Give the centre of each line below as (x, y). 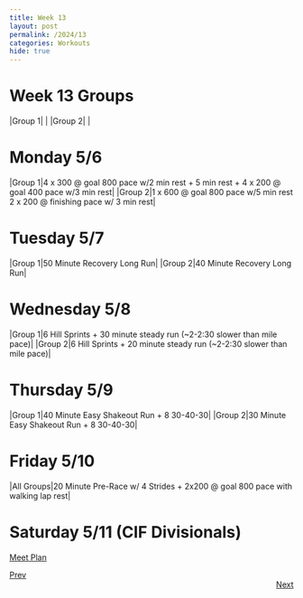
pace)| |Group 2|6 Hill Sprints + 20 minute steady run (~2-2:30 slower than (148, 343)
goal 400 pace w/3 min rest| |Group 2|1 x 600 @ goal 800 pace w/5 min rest (151, 192)
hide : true (30, 51)
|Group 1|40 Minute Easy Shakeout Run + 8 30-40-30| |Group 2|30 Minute (148, 415)
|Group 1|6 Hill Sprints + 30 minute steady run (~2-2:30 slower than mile (143, 334)
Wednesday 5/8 (70, 309)
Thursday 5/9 (62, 390)
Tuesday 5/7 (57, 238)
